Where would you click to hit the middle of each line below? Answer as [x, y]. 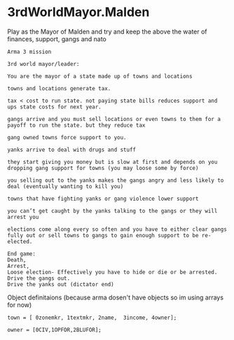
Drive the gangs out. [39, 278]
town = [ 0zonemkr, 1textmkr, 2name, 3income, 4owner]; [92, 318]
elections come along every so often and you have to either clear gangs [117, 229]
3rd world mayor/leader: [43, 64]
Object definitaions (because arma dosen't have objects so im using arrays [116, 297]
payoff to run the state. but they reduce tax [76, 125]
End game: [22, 254]
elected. [20, 241]
